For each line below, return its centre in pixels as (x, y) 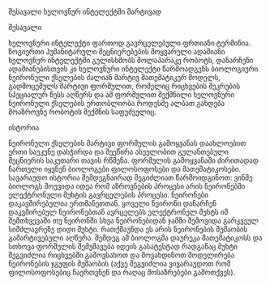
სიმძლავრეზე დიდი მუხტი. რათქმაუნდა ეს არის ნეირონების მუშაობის (128, 229)
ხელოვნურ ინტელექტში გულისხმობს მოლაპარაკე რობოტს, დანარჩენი (131, 60)
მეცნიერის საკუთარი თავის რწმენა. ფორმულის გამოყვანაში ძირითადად (134, 160)
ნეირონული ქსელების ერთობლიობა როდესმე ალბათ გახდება (117, 103)
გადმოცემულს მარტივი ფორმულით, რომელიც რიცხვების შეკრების (124, 86)
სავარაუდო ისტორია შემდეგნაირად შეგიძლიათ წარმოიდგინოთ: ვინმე (131, 178)
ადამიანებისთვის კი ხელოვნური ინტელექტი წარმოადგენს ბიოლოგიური (133, 69)
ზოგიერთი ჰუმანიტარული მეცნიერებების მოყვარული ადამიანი (117, 51)
